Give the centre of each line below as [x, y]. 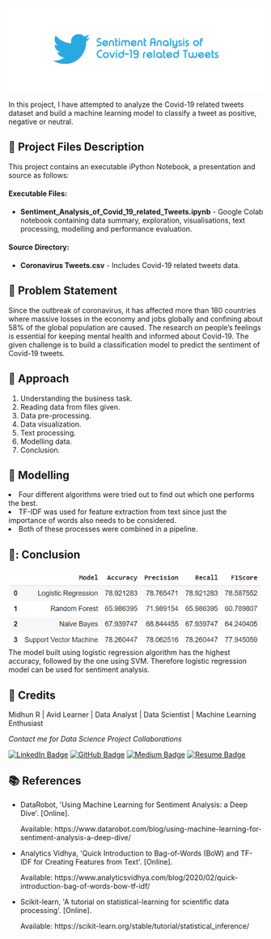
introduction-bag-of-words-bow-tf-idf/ [85, 886]
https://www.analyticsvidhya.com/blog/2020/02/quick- [146, 877]
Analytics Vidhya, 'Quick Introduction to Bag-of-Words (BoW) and [129, 853]
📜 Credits [32, 695]
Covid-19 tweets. [37, 353]
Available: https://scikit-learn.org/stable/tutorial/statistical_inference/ [135, 926]
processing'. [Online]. [56, 910]
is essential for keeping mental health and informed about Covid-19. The [129, 336]
